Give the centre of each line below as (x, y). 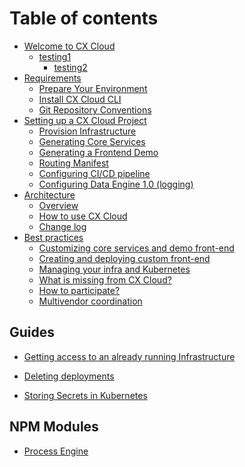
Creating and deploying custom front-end (124, 258)
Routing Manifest (73, 163)
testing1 (55, 56)
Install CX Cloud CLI (80, 99)
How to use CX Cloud (83, 216)
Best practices (53, 237)
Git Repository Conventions (95, 109)
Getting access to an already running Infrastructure (129, 356)
